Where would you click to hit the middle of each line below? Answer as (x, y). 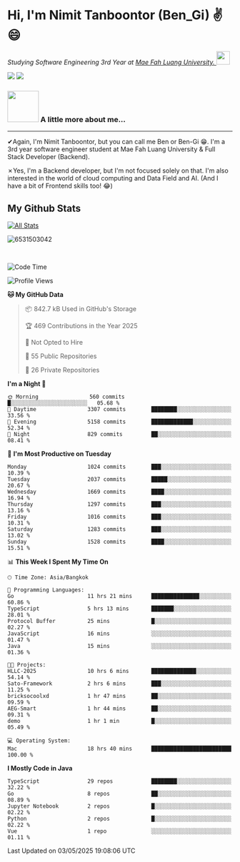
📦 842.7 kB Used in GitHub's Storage (81, 309)
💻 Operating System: (39, 741)
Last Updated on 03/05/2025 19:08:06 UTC (71, 851)
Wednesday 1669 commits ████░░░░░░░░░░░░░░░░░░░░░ (120, 492)
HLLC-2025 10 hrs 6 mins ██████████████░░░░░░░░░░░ (120, 671)
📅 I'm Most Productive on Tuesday (60, 454)
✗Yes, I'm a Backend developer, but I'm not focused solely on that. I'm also (118, 171)
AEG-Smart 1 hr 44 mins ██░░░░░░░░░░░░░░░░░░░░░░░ (120, 709)
